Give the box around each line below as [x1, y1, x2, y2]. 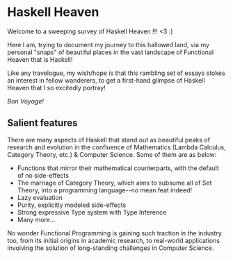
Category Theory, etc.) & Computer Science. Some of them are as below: [7, 150, 217, 158]
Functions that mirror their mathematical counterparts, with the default [17, 164, 219, 172]
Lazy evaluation [17, 193, 63, 201]
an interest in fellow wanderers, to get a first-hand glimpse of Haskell [7, 76, 205, 84]
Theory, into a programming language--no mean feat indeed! [17, 185, 193, 194]
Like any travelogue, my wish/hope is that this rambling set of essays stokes [7, 69, 225, 77]
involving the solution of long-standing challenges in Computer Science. [7, 244, 214, 252]
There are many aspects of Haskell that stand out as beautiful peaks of [7, 135, 211, 144]
